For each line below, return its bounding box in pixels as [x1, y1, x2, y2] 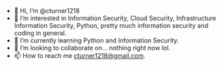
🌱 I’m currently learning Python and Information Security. [13, 36, 179, 45]
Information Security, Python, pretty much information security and [13, 22, 209, 29]
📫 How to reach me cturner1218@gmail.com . [13, 52, 146, 59]
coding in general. [13, 29, 67, 37]
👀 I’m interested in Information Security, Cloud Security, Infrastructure [13, 14, 217, 22]
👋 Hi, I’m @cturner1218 [13, 7, 80, 15]
